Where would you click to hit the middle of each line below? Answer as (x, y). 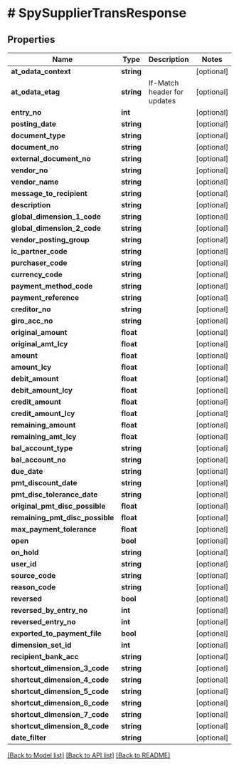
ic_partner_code (39, 251)
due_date (27, 471)
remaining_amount (43, 425)
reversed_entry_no (43, 622)
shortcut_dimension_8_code (60, 726)
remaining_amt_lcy (44, 436)
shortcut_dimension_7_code (60, 714)
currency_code (37, 274)
